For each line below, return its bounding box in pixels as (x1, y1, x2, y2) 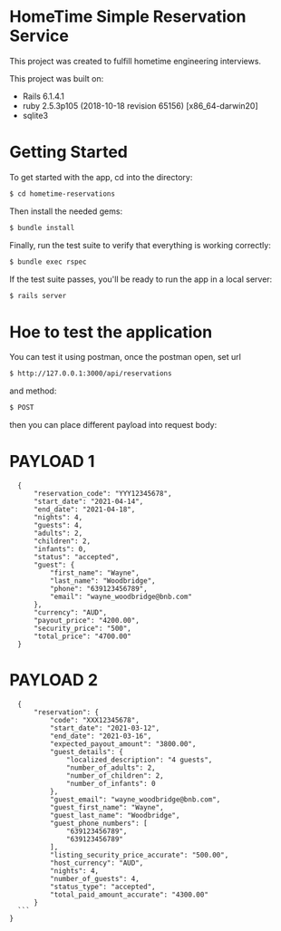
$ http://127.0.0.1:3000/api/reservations (9, 369, 172, 378)
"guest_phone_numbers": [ (49, 819, 148, 828)
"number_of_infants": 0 (66, 779, 156, 788)
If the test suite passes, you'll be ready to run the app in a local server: (9, 274, 273, 285)
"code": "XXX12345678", (49, 715, 140, 724)
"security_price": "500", (33, 624, 131, 633)
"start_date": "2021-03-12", (49, 723, 160, 732)
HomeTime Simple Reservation (9, 6, 247, 27)
